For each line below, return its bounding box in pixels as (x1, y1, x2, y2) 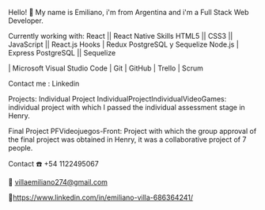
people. (8, 143, 33, 152)
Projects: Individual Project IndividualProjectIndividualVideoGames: (8, 94, 227, 103)
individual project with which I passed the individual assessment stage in (8, 103, 245, 112)
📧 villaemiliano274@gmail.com (8, 178, 108, 186)
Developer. (8, 16, 44, 25)
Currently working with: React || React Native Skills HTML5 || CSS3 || (8, 32, 233, 40)
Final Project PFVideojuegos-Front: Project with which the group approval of (8, 127, 257, 136)
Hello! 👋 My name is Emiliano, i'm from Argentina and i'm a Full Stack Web (8, 8, 249, 17)
